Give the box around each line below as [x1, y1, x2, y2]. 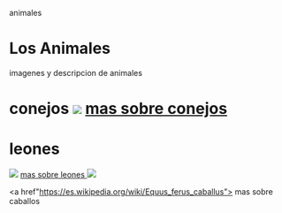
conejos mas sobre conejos [9, 99, 228, 118]
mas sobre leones [19, 170, 86, 180]
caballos [9, 196, 41, 207]
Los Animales [9, 39, 111, 58]
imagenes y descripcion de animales [9, 67, 143, 78]
